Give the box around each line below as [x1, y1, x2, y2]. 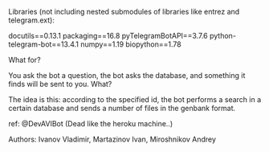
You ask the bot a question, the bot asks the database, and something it [8, 71, 246, 80]
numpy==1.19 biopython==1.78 [79, 39, 182, 49]
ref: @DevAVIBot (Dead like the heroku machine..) [8, 119, 173, 128]
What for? [8, 55, 42, 64]
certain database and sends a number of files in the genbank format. [8, 104, 236, 113]
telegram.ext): [8, 15, 55, 25]
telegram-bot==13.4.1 [8, 39, 79, 49]
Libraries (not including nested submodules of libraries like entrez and [8, 7, 240, 16]
